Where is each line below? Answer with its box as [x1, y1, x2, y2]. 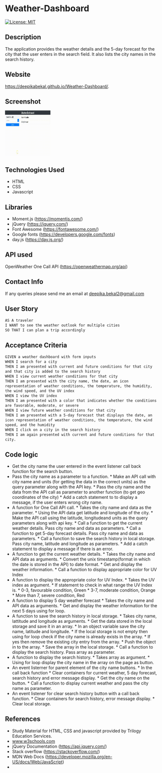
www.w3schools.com [12, 738, 56, 744]
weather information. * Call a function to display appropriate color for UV [12, 567, 157, 573]
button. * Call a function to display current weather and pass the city [12, 680, 149, 686]
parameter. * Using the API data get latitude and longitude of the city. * [12, 510, 153, 516]
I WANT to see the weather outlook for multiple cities [5, 323, 120, 328]
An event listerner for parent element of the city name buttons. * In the [12, 665, 152, 671]
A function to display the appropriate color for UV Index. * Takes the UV [12, 577, 155, 583]
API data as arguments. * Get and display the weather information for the [12, 603, 157, 609]
